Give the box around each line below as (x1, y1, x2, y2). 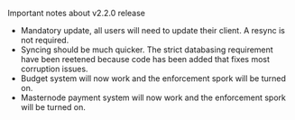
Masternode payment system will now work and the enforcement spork (20, 92, 287, 103)
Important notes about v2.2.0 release (7, 8, 145, 18)
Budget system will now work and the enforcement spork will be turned (20, 73, 287, 84)
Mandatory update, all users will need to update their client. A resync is (20, 25, 285, 35)
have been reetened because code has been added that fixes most (20, 54, 271, 64)
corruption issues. (20, 63, 88, 74)
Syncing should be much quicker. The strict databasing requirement (20, 44, 273, 55)
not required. (20, 35, 69, 45)
